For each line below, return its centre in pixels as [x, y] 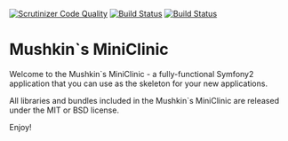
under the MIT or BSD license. [64, 110]
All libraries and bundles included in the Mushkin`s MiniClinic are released [144, 100]
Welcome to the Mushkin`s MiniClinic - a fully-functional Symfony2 [132, 74]
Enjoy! [21, 127]
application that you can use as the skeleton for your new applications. [139, 83]
